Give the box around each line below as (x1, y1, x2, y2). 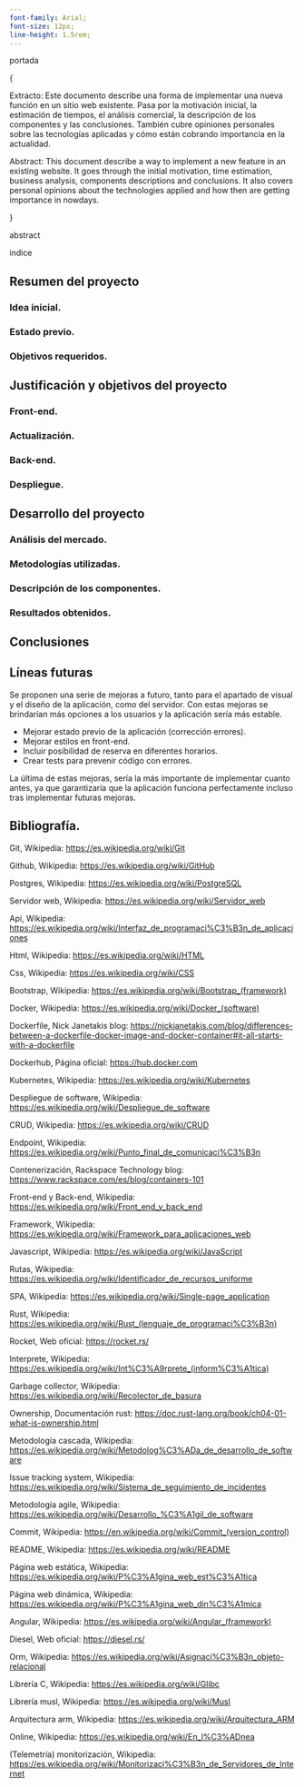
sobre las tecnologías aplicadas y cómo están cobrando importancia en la (9, 129, 286, 140)
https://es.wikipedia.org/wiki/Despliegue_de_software (9, 1101, 211, 1112)
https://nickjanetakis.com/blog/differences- (130, 1020, 293, 1031)
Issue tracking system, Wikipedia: (9, 1472, 135, 1483)
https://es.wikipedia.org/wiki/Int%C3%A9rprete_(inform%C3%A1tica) (9, 1363, 270, 1374)
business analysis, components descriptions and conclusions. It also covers (9, 175, 293, 186)
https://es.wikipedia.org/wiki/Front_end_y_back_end (9, 1200, 202, 1212)
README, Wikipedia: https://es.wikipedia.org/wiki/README (9, 1544, 230, 1555)
